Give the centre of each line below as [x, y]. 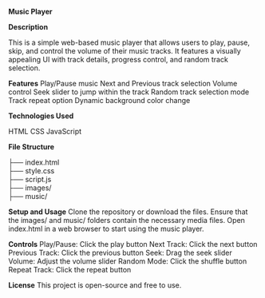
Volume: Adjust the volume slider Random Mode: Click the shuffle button [128, 261]
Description [28, 27]
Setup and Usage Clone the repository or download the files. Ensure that [128, 212]
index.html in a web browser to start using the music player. [107, 228]
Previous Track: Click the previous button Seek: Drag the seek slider [121, 252]
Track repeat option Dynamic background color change [99, 100]
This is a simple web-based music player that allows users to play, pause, [129, 42]
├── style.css [32, 171]
